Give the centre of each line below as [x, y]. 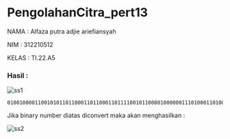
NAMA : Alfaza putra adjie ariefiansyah [62, 31]
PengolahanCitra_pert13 [78, 13]
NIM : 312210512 [30, 44]
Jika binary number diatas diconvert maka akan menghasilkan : [96, 115]
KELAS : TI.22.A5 [31, 58]
